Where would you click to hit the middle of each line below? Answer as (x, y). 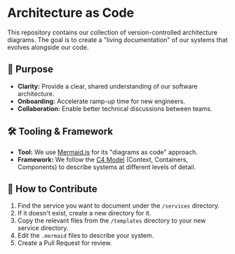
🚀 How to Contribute (53, 188)
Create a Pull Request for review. (65, 243)
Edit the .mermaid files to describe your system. (86, 236)
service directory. (43, 228)
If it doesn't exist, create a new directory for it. (84, 213)
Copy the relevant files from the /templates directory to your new (112, 221)
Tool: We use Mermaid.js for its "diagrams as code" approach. (108, 152)
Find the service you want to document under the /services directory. (118, 206)
